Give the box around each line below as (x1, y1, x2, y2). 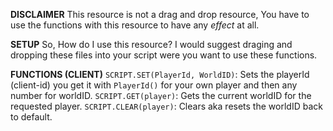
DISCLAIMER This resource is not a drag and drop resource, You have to (10, 9, 310, 20)
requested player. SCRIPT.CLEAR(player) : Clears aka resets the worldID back (10, 100, 323, 112)
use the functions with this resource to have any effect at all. (10, 19, 260, 31)
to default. (10, 111, 53, 123)
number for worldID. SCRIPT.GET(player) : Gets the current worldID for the (10, 90, 312, 101)
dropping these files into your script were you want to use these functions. (10, 49, 318, 61)
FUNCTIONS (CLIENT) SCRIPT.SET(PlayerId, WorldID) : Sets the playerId (10, 69, 310, 80)
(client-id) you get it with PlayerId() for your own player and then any (10, 79, 298, 91)
